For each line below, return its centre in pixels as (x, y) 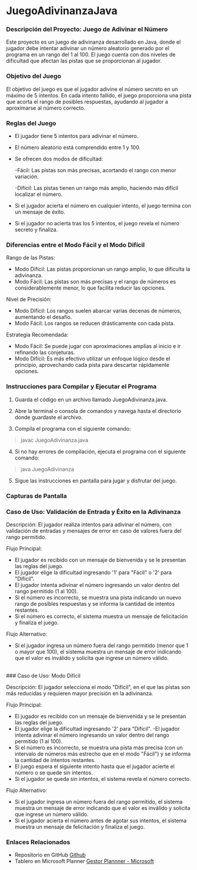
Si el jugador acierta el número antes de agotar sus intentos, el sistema (101, 820)
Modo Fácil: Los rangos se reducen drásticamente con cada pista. (95, 323)
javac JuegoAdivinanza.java (54, 440)
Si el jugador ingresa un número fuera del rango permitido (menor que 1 (101, 645)
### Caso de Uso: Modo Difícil (43, 675)
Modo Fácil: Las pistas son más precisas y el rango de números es (95, 282)
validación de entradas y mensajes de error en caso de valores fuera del (94, 531)
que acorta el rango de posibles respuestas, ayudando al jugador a (87, 101)
